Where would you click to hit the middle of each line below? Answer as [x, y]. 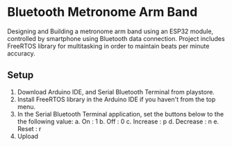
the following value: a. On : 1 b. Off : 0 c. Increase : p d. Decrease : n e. [118, 121]
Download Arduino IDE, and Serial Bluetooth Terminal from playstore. [116, 92]
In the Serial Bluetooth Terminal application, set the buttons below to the [121, 114]
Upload [28, 136]
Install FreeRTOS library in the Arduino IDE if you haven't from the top [116, 99]
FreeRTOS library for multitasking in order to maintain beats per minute [108, 46]
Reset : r [29, 128]
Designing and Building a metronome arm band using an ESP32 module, [110, 31]
